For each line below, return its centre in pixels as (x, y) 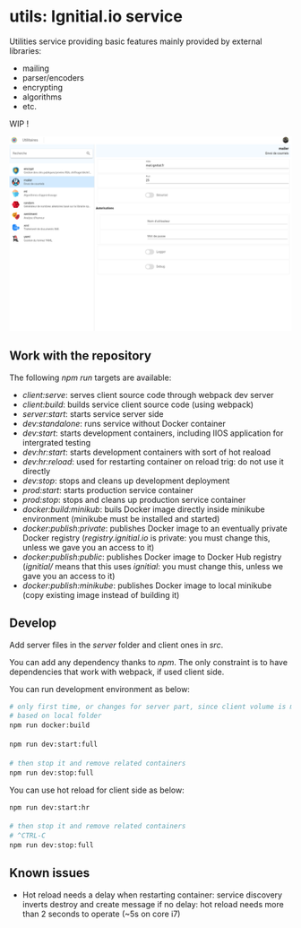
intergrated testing (56, 442)
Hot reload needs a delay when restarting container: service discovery (152, 895)
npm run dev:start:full (54, 745)
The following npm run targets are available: (90, 377)
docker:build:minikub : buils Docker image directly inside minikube (144, 509)
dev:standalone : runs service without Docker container (124, 423)
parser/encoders (53, 77)
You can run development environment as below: (100, 689)
